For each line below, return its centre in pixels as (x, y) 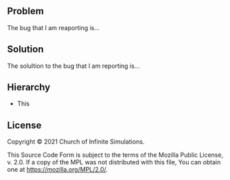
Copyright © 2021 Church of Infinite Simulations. (76, 142)
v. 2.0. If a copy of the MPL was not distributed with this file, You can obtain (114, 162)
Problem (26, 11)
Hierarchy (29, 87)
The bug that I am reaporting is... (54, 27)
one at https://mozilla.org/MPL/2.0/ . (58, 170)
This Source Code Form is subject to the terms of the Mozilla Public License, (115, 155)
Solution (25, 50)
